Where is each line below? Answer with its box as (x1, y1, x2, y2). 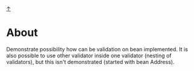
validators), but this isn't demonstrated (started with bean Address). (6, 58, 175, 65)
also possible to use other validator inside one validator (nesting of (6, 52, 172, 59)
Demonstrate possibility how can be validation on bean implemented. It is (6, 45, 188, 53)
